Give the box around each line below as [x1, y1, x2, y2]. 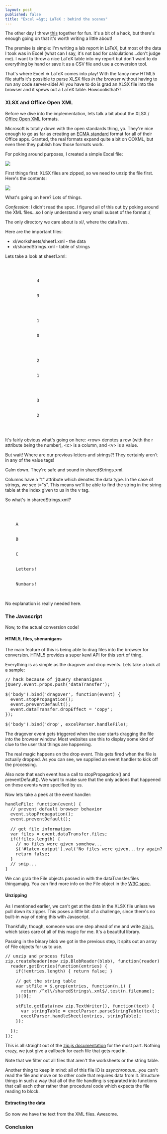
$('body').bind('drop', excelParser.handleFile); [5, 722, 129, 727]
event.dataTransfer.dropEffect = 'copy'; [10, 707, 113, 712]
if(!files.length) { [10, 836, 61, 842]
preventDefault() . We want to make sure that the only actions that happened [5, 776, 161, 783]
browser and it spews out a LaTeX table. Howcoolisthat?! [5, 87, 121, 93]
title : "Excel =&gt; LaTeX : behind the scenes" [5, 16, 108, 21]
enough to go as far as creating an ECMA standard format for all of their [5, 131, 153, 137]
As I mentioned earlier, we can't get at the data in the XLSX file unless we [5, 903, 156, 909]
